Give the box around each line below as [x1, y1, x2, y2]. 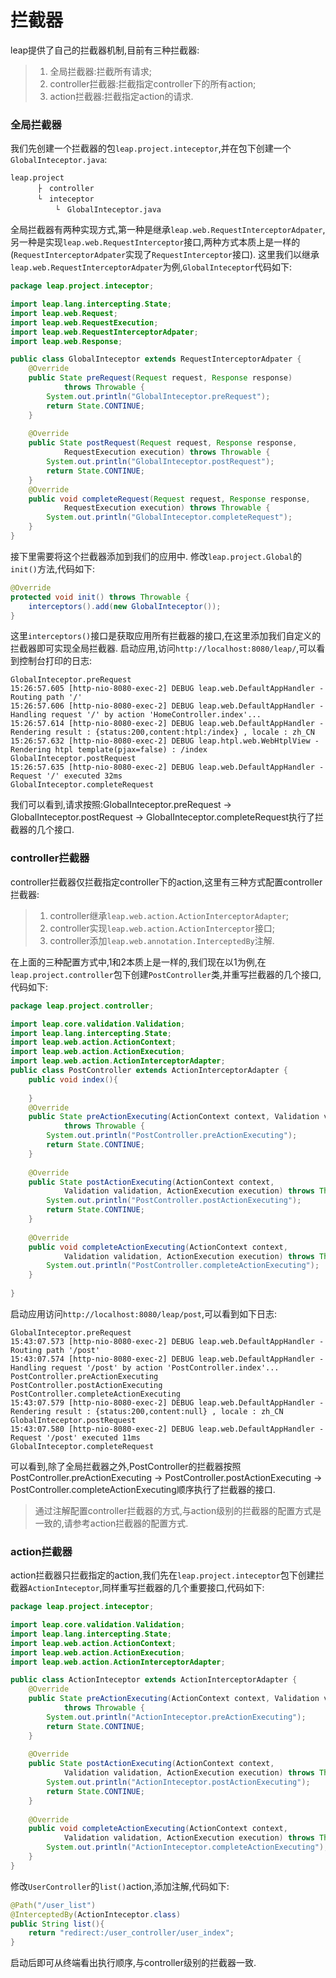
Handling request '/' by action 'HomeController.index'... [10, 710, 262, 720]
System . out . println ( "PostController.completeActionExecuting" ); [46, 1261, 320, 1271]
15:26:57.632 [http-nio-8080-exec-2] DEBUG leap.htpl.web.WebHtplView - [10, 736, 320, 746]
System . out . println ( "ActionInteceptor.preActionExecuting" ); [46, 1712, 307, 1722]
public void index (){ [28, 1074, 118, 1085]
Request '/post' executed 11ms [10, 1432, 141, 1443]
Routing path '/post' [10, 1345, 101, 1355]
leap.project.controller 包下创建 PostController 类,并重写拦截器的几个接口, [10, 968, 322, 980]
